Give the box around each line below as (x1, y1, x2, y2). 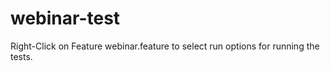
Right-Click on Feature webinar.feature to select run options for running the (10, 40, 320, 52)
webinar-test (10, 7, 121, 30)
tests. (10, 50, 33, 62)
